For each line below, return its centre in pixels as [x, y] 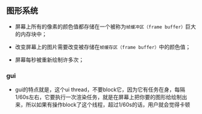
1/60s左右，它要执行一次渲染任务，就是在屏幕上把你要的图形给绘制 [98, 97]
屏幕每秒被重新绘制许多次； [49, 60]
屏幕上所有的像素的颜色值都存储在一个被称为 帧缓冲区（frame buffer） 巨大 [106, 27]
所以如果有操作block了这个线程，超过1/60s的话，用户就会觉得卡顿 [108, 105]
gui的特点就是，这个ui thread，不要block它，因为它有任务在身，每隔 [100, 90]
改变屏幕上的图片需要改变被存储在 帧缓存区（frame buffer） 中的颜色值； [103, 46]
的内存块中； [31, 34]
